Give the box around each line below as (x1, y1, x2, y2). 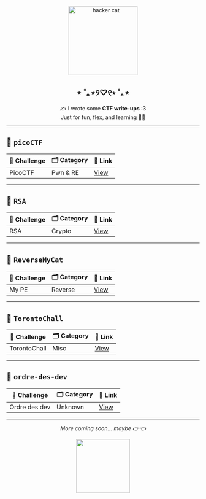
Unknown (56, 403, 85, 411)
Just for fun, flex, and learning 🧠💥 (60, 114, 146, 121)
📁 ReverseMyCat (6, 254, 63, 265)
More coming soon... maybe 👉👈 (60, 424, 146, 432)
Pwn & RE (51, 168, 80, 177)
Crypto (51, 227, 72, 236)
